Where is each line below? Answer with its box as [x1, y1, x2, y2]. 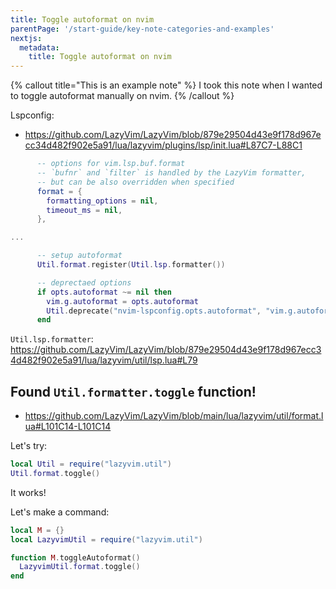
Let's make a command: [10, 506, 110, 518]
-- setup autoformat [36, 251, 123, 261]
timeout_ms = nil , [46, 205, 123, 215]
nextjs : [10, 33, 43, 43]
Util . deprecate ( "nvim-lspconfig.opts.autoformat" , [46, 306, 262, 316]
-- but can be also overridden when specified [36, 177, 235, 187]
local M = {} [10, 525, 65, 535]
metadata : [19, 42, 60, 53]
